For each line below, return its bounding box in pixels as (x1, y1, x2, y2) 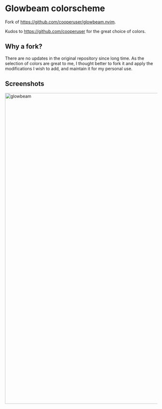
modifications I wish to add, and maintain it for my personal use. (5, 65, 133, 71)
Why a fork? (5, 42, 43, 51)
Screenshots (5, 80, 44, 88)
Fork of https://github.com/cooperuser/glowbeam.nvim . (5, 19, 116, 25)
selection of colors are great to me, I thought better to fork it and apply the (5, 60, 153, 66)
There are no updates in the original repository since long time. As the (5, 55, 144, 61)
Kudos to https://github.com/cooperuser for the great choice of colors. (5, 28, 146, 34)
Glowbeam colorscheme (5, 3, 105, 14)
